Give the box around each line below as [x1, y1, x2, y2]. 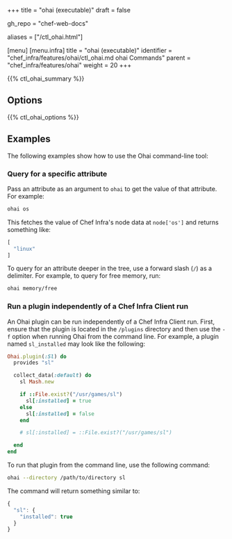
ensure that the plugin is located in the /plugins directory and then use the [7, 324, 221, 333]
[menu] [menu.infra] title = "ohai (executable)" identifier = [7, 47, 172, 54]
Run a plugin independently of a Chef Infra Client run [7, 301, 189, 311]
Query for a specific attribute [7, 169, 108, 179]
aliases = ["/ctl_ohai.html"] [7, 33, 83, 41]
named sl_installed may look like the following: [7, 340, 146, 348]
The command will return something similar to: [7, 486, 140, 495]
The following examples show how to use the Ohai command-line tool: [7, 151, 208, 160]
